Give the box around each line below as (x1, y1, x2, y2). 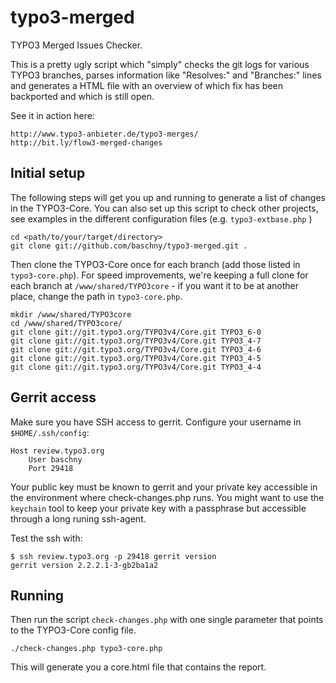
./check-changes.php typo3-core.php (10, 644, 163, 654)
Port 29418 (28, 463, 74, 473)
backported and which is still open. (10, 90, 155, 102)
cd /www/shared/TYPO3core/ (10, 318, 123, 328)
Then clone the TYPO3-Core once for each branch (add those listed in (10, 258, 301, 270)
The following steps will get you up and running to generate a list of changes (10, 191, 326, 203)
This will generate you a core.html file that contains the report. (10, 661, 267, 673)
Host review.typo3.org (10, 446, 105, 456)
